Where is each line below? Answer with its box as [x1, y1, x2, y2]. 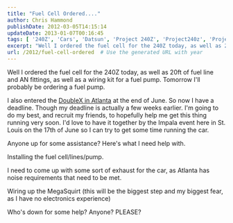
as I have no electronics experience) [7, 194, 111, 202]
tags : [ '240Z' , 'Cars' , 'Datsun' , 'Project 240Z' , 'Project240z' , [7, 36, 207, 43]
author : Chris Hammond [7, 17, 73, 24]
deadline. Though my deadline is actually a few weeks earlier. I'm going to [7, 104, 219, 112]
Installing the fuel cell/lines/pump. [7, 152, 104, 160]
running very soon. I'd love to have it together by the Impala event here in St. [7, 118, 226, 126]
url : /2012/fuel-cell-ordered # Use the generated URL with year [7, 49, 203, 56]
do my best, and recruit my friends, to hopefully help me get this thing [7, 110, 207, 119]
